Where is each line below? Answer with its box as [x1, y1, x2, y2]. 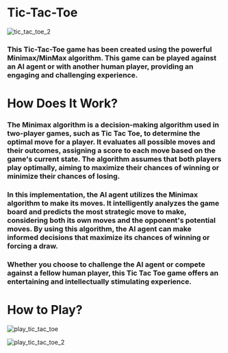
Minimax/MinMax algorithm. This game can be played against [7, 53, 217, 62]
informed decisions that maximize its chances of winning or [7, 232, 210, 242]
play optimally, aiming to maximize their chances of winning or [7, 162, 220, 172]
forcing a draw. [7, 241, 58, 251]
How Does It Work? [7, 96, 118, 111]
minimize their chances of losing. [7, 171, 121, 181]
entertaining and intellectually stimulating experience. [7, 276, 192, 286]
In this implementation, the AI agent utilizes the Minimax [7, 190, 199, 199]
